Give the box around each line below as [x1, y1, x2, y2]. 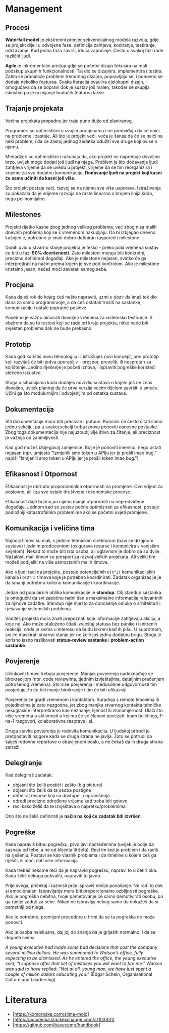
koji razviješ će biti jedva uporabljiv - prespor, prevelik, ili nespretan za [5, 359, 151, 365]
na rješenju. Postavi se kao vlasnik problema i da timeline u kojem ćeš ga [5, 852, 157, 858]
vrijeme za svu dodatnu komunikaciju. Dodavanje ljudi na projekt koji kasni [5, 169, 162, 175]
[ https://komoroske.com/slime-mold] [12, 1011, 89, 1017]
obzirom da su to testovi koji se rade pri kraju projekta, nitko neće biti [5, 320, 149, 326]
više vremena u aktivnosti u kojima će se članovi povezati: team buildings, [5, 713, 159, 719]
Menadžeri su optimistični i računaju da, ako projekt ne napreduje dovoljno [5, 153, 160, 160]
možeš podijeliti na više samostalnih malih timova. [5, 559, 109, 565]
